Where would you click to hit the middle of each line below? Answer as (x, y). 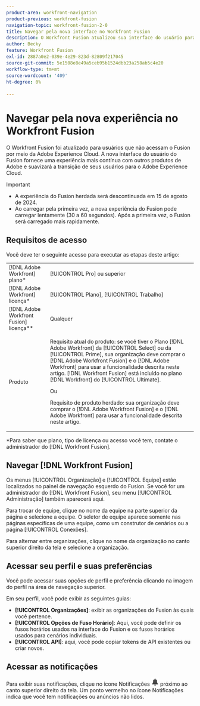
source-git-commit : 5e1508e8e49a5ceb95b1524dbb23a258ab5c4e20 (85, 63)
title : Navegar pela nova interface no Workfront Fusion (78, 32)
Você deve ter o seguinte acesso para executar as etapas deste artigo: (93, 254)
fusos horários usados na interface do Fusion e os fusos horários (95, 629)
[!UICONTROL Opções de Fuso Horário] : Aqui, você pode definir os (98, 622)
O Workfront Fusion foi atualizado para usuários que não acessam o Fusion (98, 148)
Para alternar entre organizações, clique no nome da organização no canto (98, 541)
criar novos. (29, 648)
